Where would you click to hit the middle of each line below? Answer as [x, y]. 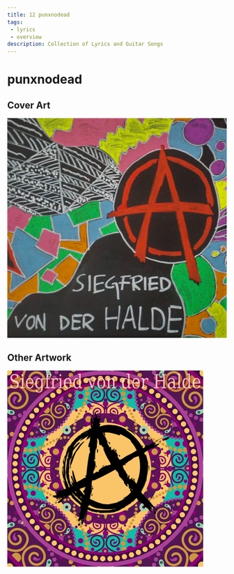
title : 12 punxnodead [39, 15]
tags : [15, 22]
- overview [26, 37]
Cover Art [29, 105]
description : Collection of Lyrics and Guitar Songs [85, 44]
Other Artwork [39, 357]
